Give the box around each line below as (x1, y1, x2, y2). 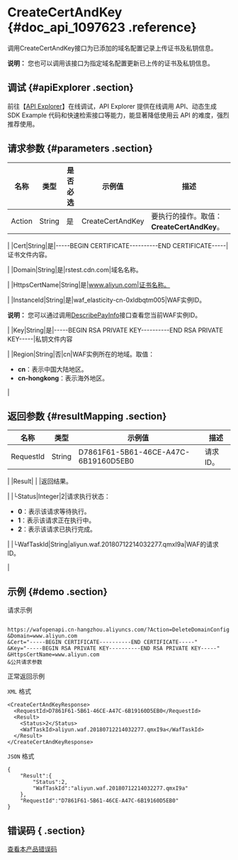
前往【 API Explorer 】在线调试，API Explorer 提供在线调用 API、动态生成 (7, 102, 217, 110)
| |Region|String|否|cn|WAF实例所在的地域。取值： (7, 350, 154, 358)
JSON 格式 (7, 752, 35, 760)
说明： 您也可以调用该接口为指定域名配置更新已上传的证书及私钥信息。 (7, 58, 214, 68)
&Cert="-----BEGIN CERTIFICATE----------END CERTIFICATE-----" (7, 639, 198, 646)
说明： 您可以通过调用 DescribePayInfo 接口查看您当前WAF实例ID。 (7, 311, 202, 319)
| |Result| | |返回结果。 (7, 477, 72, 485)
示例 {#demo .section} (7, 586, 108, 598)
